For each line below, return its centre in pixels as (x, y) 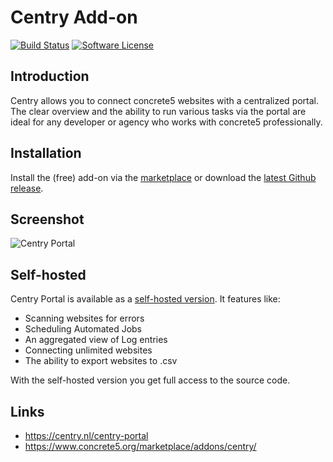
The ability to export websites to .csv (101, 361)
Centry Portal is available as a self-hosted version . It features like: (145, 299)
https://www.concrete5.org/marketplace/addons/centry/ (140, 446)
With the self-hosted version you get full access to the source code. (150, 380)
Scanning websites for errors (84, 318)
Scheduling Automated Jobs (83, 329)
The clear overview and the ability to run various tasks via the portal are (158, 111)
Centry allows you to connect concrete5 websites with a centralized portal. (165, 100)
